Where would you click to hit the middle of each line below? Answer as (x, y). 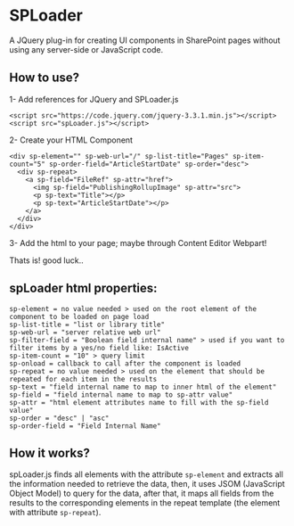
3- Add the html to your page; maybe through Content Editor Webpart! (138, 242)
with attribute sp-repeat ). (55, 513)
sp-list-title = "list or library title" (87, 325)
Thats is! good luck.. (46, 260)
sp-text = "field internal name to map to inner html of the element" (143, 387)
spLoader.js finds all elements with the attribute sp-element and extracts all (146, 474)
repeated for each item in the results (83, 379)
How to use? (45, 78)
